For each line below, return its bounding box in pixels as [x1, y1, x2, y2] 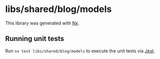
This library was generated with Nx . [5, 20, 79, 26]
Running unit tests [5, 34, 64, 43]
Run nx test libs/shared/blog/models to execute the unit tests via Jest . [5, 47, 155, 53]
